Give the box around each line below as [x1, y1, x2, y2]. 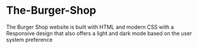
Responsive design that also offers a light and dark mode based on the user [6, 29, 192, 36]
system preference [6, 36, 52, 43]
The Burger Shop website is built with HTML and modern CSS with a [6, 23, 174, 30]
